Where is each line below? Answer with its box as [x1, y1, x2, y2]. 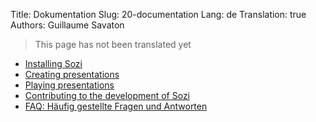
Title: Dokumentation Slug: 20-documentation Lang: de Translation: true [10, 9, 307, 20]
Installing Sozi [24, 58, 83, 69]
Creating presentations [24, 69, 120, 80]
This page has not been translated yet [34, 39, 192, 50]
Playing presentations [24, 79, 115, 91]
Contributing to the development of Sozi [24, 90, 191, 101]
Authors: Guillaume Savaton [10, 19, 125, 31]
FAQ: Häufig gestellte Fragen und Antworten [24, 100, 208, 112]
